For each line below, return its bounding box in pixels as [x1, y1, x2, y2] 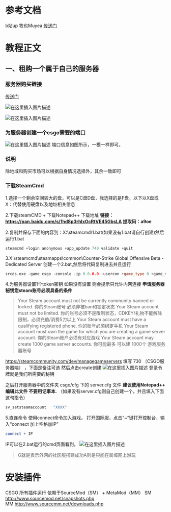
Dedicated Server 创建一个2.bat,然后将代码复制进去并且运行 [5, 261, 131, 267]
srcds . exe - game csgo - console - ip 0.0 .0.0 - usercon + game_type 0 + [5, 271, 154, 276]
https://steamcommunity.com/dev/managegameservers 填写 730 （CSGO [5, 358, 160, 364]
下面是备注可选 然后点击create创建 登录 [28, 364, 158, 371]
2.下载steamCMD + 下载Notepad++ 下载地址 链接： [5, 212, 114, 218]
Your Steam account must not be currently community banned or [17, 298, 154, 304]
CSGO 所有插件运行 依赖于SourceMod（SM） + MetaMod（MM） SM [5, 490, 152, 496]
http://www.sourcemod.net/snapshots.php [5, 496, 95, 502]
